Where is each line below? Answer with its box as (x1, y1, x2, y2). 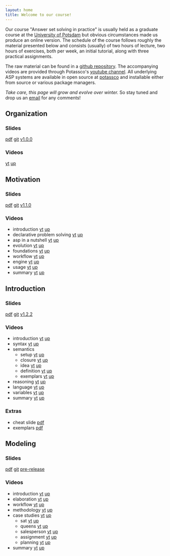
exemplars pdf (12, 425, 43, 431)
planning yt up (20, 539, 51, 545)
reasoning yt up (12, 379, 46, 385)
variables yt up (12, 390, 44, 396)
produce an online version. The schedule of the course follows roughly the (5, 37, 162, 43)
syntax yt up (12, 341, 39, 347)
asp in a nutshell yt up (12, 237, 59, 243)
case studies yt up (12, 512, 52, 518)
